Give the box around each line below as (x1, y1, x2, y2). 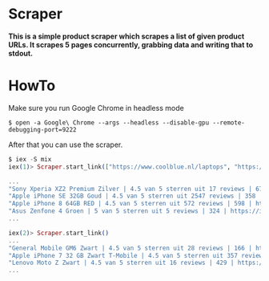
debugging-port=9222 (8, 125, 78, 133)
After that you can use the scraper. (8, 140, 123, 149)
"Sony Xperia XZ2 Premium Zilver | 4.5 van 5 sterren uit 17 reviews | (8, 185, 252, 193)
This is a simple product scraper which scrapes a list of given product (8, 31, 245, 41)
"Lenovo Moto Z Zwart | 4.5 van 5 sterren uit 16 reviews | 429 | (8, 259, 235, 267)
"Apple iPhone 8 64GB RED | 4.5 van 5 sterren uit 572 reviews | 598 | (8, 200, 252, 208)
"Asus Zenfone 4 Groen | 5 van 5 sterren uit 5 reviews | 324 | (8, 207, 227, 215)
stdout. (8, 48, 34, 58)
